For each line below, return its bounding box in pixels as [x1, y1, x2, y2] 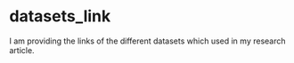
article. [9, 44, 35, 55]
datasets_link [9, 6, 111, 27]
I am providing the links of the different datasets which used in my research [9, 35, 286, 46]
